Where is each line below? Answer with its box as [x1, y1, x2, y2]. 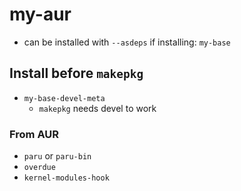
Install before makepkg [9, 65, 144, 82]
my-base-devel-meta [23, 93, 106, 103]
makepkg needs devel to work [38, 102, 157, 114]
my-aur [9, 3, 72, 26]
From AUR [9, 127, 59, 141]
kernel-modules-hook [23, 173, 110, 183]
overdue [23, 163, 56, 173]
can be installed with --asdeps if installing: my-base [23, 36, 231, 48]
